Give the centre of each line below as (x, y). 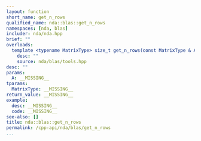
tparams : (17, 84)
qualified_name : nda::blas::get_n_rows (56, 23)
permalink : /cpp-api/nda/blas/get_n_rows (59, 128)
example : (17, 100)
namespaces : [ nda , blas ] (37, 28)
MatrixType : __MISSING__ (42, 89)
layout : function (28, 12)
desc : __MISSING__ (35, 106)
